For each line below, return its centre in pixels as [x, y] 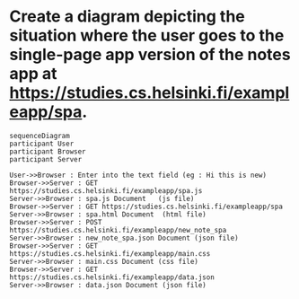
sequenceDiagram [40, 136]
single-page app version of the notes [150, 55]
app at [33, 74]
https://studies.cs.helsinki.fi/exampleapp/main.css [110, 253]
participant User [42, 144]
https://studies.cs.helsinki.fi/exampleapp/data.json [112, 277]
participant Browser [48, 151]
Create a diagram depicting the [127, 17]
